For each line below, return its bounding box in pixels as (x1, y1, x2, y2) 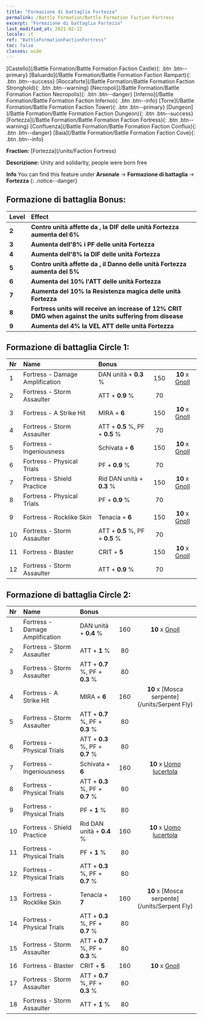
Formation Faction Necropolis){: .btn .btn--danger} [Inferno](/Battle (6, 90, 174, 97)
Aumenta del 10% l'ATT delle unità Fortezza (31, 277, 161, 285)
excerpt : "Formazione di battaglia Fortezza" (6, 20, 123, 26)
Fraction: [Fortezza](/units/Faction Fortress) (6, 147, 117, 154)
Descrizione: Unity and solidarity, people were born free (6, 158, 147, 166)
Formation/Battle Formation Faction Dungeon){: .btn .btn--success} (25, 109, 193, 117)
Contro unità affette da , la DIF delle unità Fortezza (31, 223, 179, 231)
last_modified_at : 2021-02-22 (6, 25, 83, 32)
